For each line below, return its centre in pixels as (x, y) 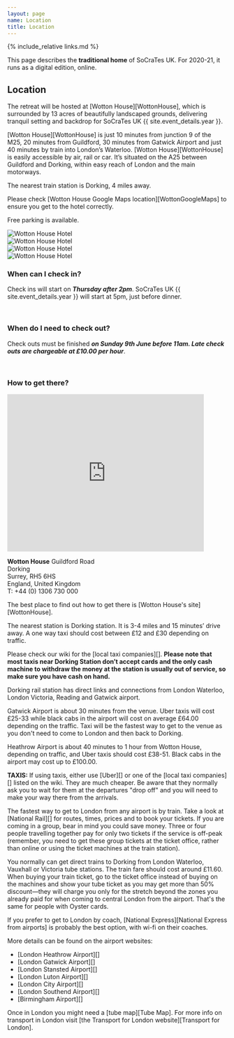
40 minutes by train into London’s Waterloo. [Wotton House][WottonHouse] (115, 150)
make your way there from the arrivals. (63, 797)
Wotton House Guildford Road (51, 562)
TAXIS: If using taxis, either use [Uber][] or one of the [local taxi (100, 775)
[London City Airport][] (50, 984)
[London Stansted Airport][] (57, 969)
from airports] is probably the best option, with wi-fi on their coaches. (108, 927)
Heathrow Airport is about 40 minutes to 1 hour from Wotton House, (105, 747)
